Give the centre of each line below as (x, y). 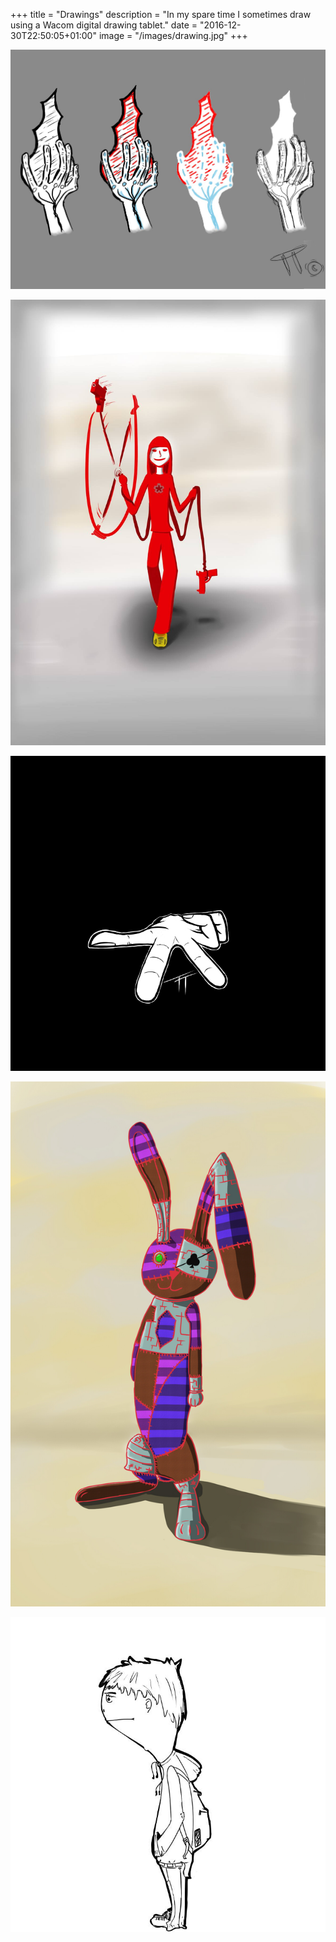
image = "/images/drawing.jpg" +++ (173, 35)
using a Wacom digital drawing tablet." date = (104, 25)
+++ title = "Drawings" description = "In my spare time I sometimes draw (161, 14)
